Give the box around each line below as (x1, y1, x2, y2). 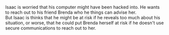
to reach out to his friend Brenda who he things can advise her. (5, 9, 137, 15)
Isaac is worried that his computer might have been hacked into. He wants (5, 4, 160, 10)
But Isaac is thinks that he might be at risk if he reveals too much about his (5, 15, 160, 20)
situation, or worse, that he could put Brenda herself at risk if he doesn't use (5, 20, 164, 26)
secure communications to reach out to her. (5, 25, 96, 31)
